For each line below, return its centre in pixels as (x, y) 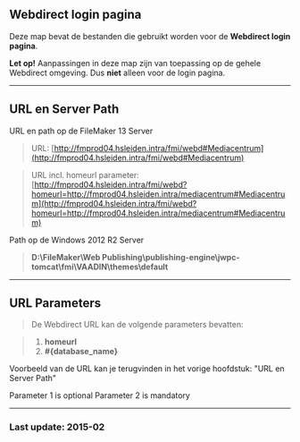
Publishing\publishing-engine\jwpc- (171, 257)
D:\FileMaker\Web (66, 257)
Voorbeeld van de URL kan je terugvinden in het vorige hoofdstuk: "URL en (147, 369)
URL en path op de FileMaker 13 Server (81, 131)
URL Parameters (55, 303)
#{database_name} (81, 352)
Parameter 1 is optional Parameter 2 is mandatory (100, 395)
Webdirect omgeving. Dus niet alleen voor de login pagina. (117, 72)
